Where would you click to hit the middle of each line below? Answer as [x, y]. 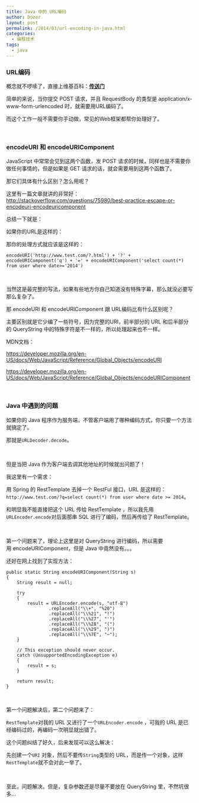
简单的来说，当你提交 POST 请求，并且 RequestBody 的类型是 [82, 99]
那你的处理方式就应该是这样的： [45, 245]
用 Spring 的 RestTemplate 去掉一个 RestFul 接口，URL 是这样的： [86, 489]
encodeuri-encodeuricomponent [46, 207]
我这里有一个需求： [30, 477]
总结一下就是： [24, 219]
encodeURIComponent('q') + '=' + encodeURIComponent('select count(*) [95, 261]
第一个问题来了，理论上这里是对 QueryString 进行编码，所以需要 [85, 541]
